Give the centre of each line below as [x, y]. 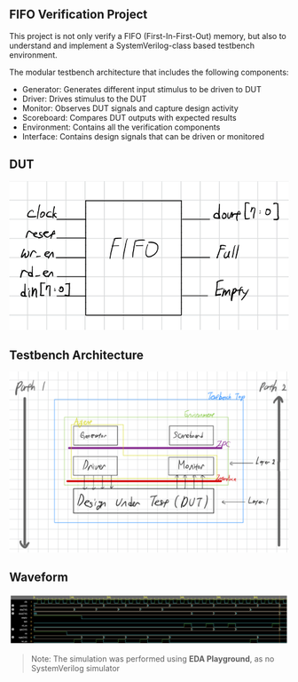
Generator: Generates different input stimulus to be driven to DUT [141, 89]
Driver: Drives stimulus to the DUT [84, 99]
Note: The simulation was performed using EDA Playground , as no [153, 659]
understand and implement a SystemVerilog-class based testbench [132, 45]
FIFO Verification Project [78, 15]
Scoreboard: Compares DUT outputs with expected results [129, 117]
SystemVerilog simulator [75, 669]
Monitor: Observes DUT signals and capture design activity [130, 108]
